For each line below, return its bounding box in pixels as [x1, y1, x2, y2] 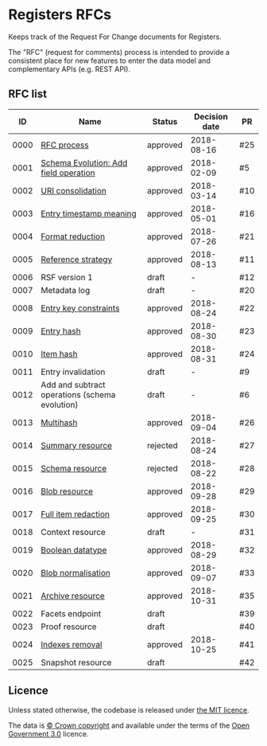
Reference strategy [41, 253, 113, 264]
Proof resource [41, 621, 97, 632]
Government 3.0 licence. [8, 728, 89, 738]
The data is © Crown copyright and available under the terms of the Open [8, 721, 250, 730]
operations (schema [41, 389, 116, 400]
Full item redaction [41, 508, 110, 519]
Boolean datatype [41, 544, 107, 555]
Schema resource [41, 463, 107, 474]
